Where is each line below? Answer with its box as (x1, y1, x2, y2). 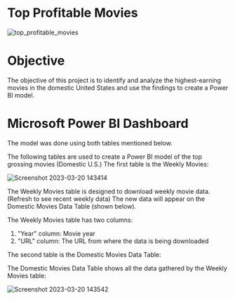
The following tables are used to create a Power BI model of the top (7, 152, 202, 161)
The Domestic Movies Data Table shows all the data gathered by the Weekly (7, 263, 228, 272)
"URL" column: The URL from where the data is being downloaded (17, 237, 209, 245)
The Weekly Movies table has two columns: (7, 216, 133, 224)
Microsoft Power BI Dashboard (7, 116, 189, 131)
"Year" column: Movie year (17, 229, 96, 237)
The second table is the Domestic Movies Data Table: (7, 250, 161, 259)
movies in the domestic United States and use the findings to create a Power (7, 83, 229, 92)
